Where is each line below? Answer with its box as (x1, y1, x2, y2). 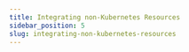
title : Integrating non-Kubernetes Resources (9, 12, 180, 22)
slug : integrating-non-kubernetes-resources (9, 29, 177, 38)
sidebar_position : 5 (9, 21, 86, 30)
